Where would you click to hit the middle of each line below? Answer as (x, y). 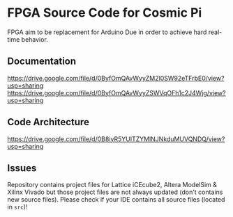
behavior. (35, 39)
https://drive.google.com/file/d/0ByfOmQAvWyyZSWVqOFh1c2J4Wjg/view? (116, 93)
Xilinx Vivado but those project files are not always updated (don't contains (115, 192)
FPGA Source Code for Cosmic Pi (105, 13)
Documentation (42, 62)
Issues (22, 168)
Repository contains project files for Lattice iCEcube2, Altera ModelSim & (112, 185)
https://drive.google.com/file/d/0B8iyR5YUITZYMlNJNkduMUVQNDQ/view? (116, 139)
